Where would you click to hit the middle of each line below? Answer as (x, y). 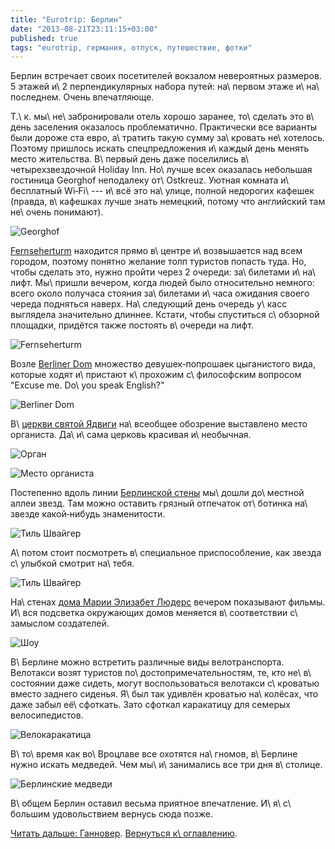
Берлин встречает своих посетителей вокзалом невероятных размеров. (166, 76)
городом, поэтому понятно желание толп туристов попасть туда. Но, (158, 262)
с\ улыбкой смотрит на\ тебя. (72, 563)
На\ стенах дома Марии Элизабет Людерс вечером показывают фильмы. (168, 602)
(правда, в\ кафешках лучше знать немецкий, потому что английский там (168, 202)
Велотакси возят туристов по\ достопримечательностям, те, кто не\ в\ (161, 673)
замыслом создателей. (60, 623)
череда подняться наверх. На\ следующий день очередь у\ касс (149, 304)
